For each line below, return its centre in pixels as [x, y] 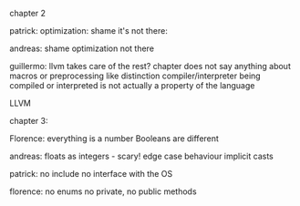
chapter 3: [29, 121]
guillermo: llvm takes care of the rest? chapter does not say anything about [150, 66]
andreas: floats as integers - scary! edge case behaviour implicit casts [141, 156]
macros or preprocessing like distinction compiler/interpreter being [135, 76]
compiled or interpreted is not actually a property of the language [132, 85]
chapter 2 [28, 13]
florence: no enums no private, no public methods [103, 191]
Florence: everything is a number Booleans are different [114, 139]
